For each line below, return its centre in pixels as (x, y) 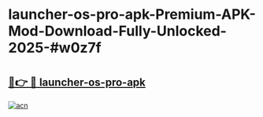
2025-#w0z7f (55, 48)
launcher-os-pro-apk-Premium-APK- (132, 15)
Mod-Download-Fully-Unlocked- (117, 31)
